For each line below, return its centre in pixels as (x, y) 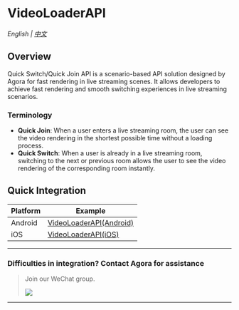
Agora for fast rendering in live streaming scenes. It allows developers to (114, 81)
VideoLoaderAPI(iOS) (83, 234)
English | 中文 (27, 33)
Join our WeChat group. (60, 279)
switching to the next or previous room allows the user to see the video (122, 161)
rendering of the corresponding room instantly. (86, 168)
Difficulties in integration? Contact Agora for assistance (106, 263)
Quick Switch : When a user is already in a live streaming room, (110, 153)
